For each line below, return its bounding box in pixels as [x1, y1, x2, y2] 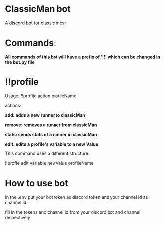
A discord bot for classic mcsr [5, 20, 67, 26]
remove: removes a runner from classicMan [5, 122, 97, 128]
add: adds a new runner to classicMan [5, 112, 86, 118]
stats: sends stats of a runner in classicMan [5, 131, 97, 137]
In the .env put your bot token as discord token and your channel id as [5, 194, 148, 200]
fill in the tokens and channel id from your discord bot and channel [5, 209, 141, 215]
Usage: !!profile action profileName [5, 93, 77, 99]
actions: [5, 102, 21, 108]
